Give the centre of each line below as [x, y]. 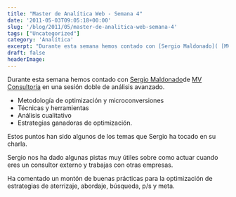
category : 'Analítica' [40, 40]
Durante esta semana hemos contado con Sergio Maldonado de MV [105, 79]
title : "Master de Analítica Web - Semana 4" [75, 14]
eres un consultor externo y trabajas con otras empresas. [90, 165]
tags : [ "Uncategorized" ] [44, 33]
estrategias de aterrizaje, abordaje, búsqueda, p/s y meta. [91, 186]
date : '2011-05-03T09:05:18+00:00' [59, 20]
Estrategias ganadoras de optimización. [75, 123]
